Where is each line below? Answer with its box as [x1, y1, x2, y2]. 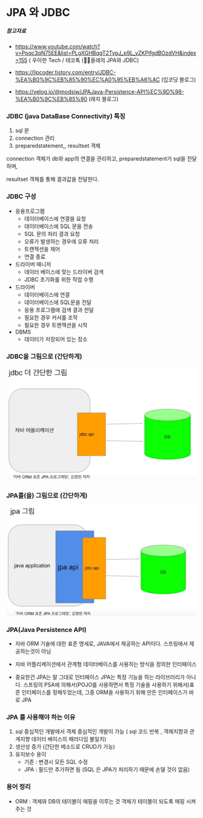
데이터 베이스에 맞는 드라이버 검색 [24, 268, 104, 276]
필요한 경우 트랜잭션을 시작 [24, 321, 88, 328]
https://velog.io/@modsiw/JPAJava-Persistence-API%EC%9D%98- [15, 88, 185, 95]
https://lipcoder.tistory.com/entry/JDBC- [15, 69, 116, 76]
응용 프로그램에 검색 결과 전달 [24, 306, 94, 313]
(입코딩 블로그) [161, 76, 196, 83]
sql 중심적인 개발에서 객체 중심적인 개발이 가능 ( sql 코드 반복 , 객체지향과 [15, 728, 188, 735]
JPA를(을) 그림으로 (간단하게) [6, 491, 88, 499]
